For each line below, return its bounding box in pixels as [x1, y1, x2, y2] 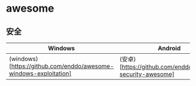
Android [157, 44, 181, 52]
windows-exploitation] [9, 70, 72, 77]
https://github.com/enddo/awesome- [11, 62, 114, 70]
